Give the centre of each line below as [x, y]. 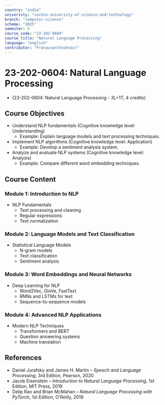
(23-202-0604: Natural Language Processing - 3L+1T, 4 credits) [79, 97]
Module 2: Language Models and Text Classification [70, 234]
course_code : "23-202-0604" [34, 33]
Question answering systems [50, 336]
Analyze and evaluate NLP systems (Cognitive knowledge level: [78, 153]
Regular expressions [41, 215]
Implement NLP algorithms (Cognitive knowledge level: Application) [82, 142]
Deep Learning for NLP [36, 285]
